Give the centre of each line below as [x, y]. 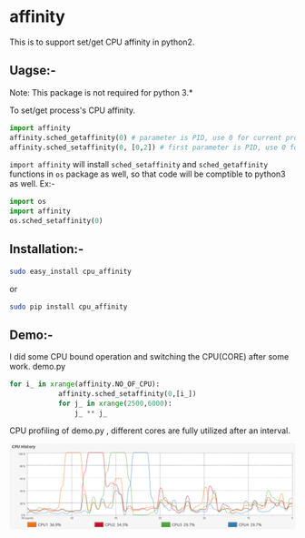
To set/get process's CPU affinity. [73, 110]
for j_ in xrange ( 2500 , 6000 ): [115, 404]
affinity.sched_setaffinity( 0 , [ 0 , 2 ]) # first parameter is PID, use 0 [148, 147]
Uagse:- [33, 71]
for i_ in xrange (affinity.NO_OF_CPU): [85, 384]
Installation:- [47, 249]
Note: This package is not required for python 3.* [101, 92]
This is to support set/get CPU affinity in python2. [102, 42]
